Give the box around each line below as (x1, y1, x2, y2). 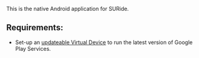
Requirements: (6, 22, 64, 33)
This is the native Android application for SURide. (6, 5, 129, 12)
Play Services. (15, 45, 52, 52)
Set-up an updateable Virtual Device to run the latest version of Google (15, 39, 193, 46)
